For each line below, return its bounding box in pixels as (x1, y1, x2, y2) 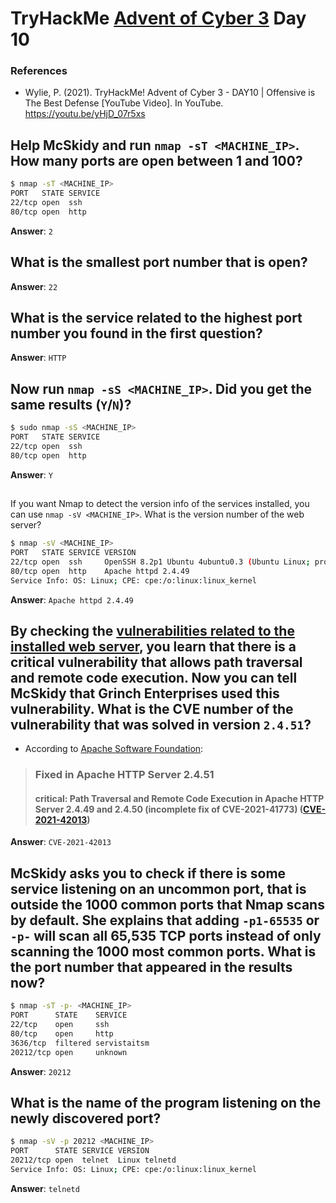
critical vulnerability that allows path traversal (10, 653, 303, 671)
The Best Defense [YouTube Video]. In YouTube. (24, 97, 224, 109)
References (10, 64, 68, 78)
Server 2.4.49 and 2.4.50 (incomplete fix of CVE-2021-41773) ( (34, 803, 304, 815)
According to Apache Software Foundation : (24, 743, 204, 755)
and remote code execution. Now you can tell (10, 669, 298, 686)
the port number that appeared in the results (10, 958, 293, 976)
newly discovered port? (10, 1110, 162, 1127)
